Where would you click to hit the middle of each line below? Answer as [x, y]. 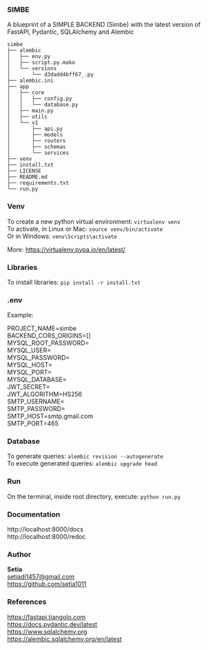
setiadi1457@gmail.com [41, 577]
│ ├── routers [37, 141]
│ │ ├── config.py [40, 99]
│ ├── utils [28, 117]
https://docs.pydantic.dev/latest [52, 624]
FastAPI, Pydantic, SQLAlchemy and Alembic [71, 32]
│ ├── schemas [37, 147]
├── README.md [28, 177]
